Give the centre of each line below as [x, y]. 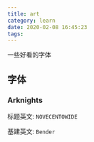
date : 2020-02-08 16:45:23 [47, 27]
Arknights [25, 100]
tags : [15, 34]
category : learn [31, 21]
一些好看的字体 [29, 55]
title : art [23, 14]
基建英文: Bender [31, 131]
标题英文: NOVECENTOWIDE [43, 116]
